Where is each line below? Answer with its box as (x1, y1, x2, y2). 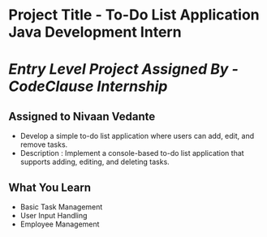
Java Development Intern (8, 23, 182, 41)
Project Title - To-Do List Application (8, 6, 260, 24)
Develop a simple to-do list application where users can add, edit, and (19, 131, 254, 141)
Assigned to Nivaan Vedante (8, 110, 156, 123)
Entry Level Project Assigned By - (8, 60, 239, 79)
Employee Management (19, 219, 100, 229)
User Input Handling (19, 211, 88, 220)
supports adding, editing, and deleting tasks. (19, 157, 170, 167)
